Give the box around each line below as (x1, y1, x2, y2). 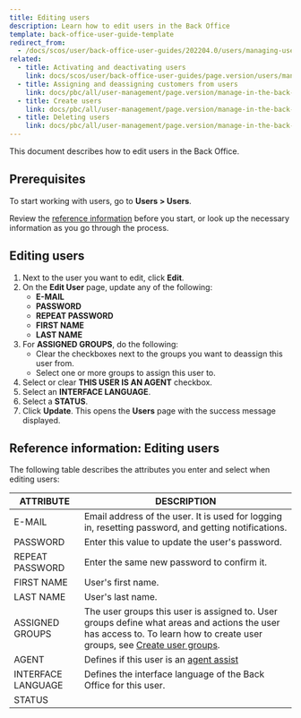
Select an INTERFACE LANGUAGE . (21, 386, 151, 397)
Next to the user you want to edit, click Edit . (21, 272, 185, 283)
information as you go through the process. (9, 222, 169, 233)
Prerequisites (9, 172, 86, 187)
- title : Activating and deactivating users (17, 64, 186, 73)
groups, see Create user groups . (83, 639, 220, 652)
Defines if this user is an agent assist (83, 654, 239, 666)
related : (9, 55, 42, 64)
